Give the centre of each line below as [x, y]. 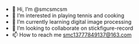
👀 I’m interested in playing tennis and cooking [68, 15]
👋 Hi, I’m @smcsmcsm [40, 9]
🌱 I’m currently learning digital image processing [72, 22]
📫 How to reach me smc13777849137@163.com [72, 35]
